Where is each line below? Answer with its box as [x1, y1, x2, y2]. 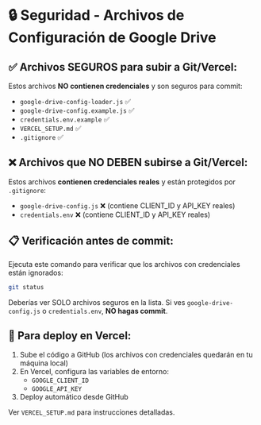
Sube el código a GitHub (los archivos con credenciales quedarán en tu [19, 350, 253, 360]
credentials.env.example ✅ [19, 114, 110, 124]
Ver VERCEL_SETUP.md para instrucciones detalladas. [8, 408, 175, 417]
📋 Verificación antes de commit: [8, 234, 174, 248]
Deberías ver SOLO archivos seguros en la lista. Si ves [8, 297, 186, 307]
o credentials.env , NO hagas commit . [42, 306, 168, 315]
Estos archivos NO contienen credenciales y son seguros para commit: [8, 81, 243, 91]
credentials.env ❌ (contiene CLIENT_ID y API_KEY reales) [19, 210, 211, 219]
